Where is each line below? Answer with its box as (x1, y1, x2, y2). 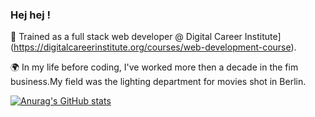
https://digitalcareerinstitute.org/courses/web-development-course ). (13, 41, 297, 53)
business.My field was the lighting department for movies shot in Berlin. (10, 76, 307, 88)
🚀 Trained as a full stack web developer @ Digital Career (10, 31, 243, 43)
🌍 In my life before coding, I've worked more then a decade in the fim (10, 61, 299, 73)
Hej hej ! (10, 8, 52, 22)
